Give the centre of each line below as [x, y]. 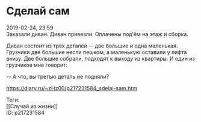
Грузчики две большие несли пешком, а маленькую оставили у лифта [97, 52]
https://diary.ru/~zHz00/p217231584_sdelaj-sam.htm [72, 88]
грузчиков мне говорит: [37, 65]
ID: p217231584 [26, 112]
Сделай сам [38, 11]
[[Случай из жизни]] [32, 106]
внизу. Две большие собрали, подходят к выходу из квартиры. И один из [101, 58]
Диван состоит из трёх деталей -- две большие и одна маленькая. [92, 46]
